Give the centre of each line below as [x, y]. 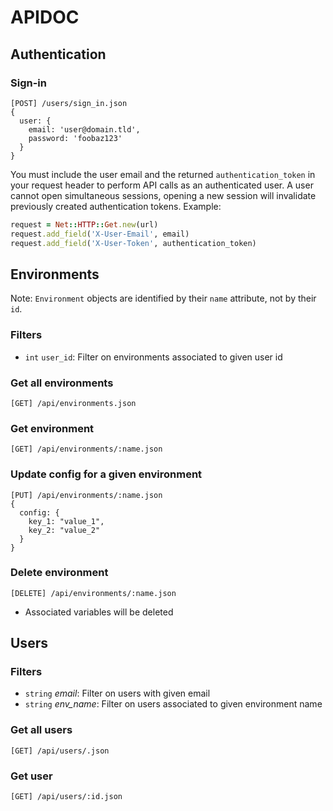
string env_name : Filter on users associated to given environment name [173, 704]
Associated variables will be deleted [99, 612]
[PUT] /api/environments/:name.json [86, 495]
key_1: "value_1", [66, 521]
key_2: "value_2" [64, 530]
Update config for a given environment [106, 474]
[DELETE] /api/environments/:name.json [93, 593]
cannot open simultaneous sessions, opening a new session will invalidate [163, 195]
